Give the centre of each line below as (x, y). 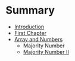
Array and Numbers (38, 39)
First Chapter (30, 33)
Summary (30, 10)
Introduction (29, 27)
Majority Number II (46, 52)
